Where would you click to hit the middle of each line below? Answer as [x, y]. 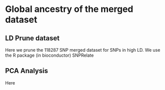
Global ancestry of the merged [69, 9]
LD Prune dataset [32, 38]
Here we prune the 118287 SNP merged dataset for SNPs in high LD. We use [83, 50]
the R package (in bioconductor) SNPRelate [50, 55]
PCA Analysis [27, 71]
